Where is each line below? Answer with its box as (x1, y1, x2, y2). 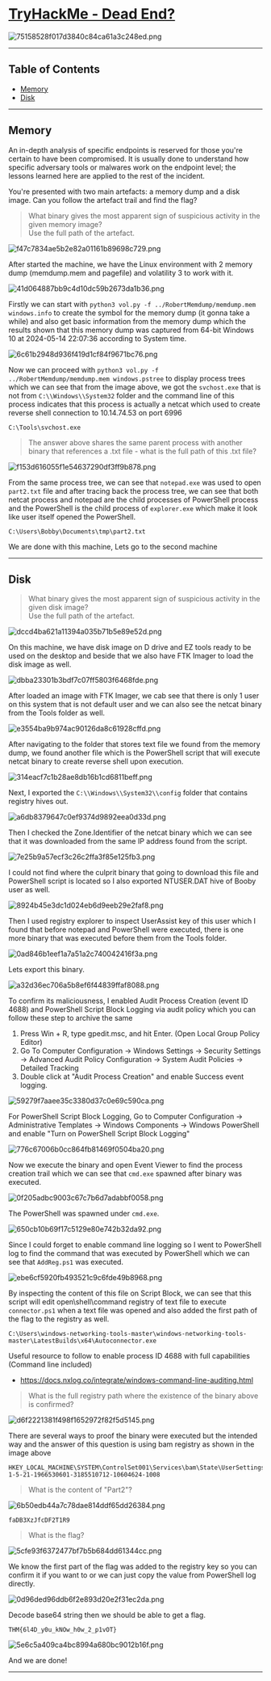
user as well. (8, 885, 51, 895)
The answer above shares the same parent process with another (27, 437, 244, 447)
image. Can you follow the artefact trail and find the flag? (8, 195, 198, 204)
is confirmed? (27, 1400, 74, 1409)
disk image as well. (8, 659, 72, 669)
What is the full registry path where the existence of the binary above (27, 1391, 259, 1401)
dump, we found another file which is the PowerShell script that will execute (8, 748, 261, 758)
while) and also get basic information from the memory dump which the (8, 316, 246, 326)
